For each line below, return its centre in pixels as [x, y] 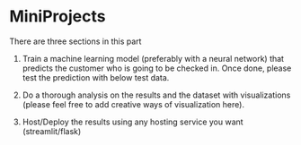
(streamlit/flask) [52, 131]
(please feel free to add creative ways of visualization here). [133, 104]
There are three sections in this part [75, 41]
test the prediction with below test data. [96, 77]
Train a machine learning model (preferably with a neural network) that [153, 58]
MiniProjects [58, 17]
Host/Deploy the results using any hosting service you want [133, 122]
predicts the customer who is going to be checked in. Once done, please [157, 68]
